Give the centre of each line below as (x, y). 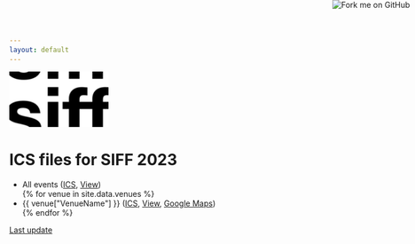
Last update (31, 230)
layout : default (39, 50)
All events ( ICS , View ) (62, 184)
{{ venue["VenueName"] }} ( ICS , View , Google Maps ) (118, 203)
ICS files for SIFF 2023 (93, 159)
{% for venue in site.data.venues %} (88, 193)
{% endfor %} (47, 212)
